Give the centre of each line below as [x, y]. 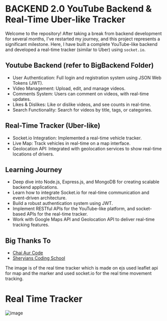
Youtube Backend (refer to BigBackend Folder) [79, 65]
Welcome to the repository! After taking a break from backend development [83, 33]
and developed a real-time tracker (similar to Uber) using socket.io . [75, 49]
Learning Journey [34, 170]
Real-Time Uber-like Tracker [65, 19]
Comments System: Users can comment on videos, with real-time [81, 93]
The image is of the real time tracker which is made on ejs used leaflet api [82, 268]
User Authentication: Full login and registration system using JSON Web [87, 77]
